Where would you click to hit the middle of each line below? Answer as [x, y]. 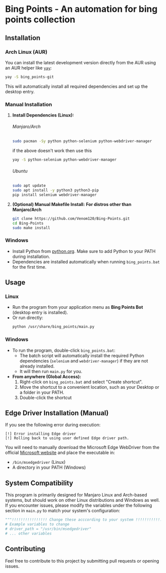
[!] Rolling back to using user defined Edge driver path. [67, 438]
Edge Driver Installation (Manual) [57, 413]
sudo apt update [29, 186]
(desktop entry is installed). [40, 313]
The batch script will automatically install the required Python [82, 355]
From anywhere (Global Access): [47, 376]
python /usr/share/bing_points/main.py [53, 327]
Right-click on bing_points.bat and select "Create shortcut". [81, 382]
